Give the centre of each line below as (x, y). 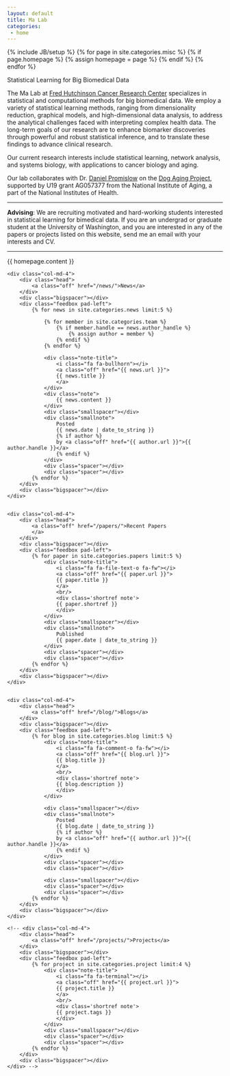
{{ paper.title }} (82, 581)
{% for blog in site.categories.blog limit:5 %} (102, 736)
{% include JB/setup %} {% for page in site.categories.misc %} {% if (104, 52)
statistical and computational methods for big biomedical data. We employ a (114, 101)
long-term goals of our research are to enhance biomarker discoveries (106, 130)
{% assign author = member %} (111, 334)
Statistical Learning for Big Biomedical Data (68, 80)
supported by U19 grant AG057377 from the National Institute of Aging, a (110, 185)
